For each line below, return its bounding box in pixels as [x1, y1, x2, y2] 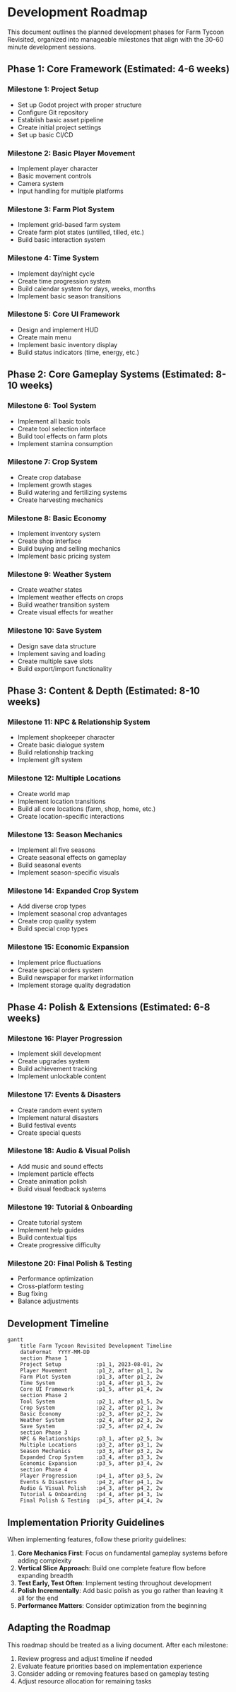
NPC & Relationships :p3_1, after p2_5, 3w [20, 1435, 163, 1442]
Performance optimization [17, 1274, 94, 1283]
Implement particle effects [17, 1169, 95, 1178]
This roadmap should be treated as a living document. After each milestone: [7, 1640, 228, 1649]
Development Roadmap [7, 4, 148, 21]
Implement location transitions [17, 797, 106, 805]
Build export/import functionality [17, 664, 112, 672]
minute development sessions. [7, 42, 97, 51]
